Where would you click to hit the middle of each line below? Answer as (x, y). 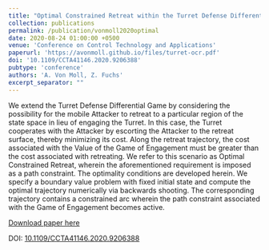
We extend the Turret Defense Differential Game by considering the (119, 105)
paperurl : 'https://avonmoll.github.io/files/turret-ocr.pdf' (114, 53)
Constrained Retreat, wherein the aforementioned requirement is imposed (130, 165)
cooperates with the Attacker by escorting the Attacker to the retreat (121, 131)
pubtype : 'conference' (46, 68)
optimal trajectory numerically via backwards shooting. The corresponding (131, 190)
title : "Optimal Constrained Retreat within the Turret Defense (118, 16)
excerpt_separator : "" (46, 82)
